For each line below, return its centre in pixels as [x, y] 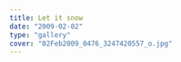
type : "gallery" [40, 35]
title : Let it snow [46, 18]
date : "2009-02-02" [46, 26]
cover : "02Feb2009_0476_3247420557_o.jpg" [91, 43]
